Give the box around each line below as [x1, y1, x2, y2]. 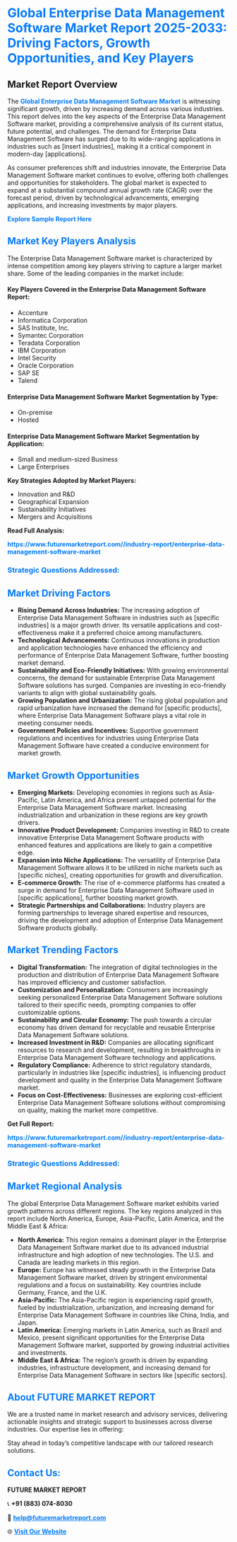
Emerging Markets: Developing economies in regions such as [17, 788, 198, 796]
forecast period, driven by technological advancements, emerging [7, 193, 200, 202]
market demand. [17, 658, 66, 667]
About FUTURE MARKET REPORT [7, 1391, 157, 1403]
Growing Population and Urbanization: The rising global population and [17, 696, 228, 705]
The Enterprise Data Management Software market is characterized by [7, 253, 213, 263]
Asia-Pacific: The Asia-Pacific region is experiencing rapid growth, [17, 1296, 214, 1304]
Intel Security [17, 354, 56, 362]
